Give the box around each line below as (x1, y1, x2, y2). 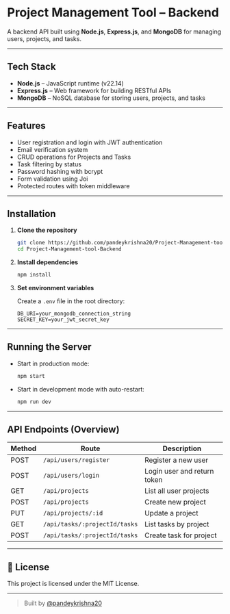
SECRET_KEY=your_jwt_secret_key (16, 316, 110, 323)
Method (10, 444, 37, 453)
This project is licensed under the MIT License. (7, 580, 140, 588)
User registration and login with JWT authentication (16, 138, 163, 146)
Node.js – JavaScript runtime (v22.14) (16, 79, 125, 87)
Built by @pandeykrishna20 (23, 599, 103, 607)
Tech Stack (7, 61, 56, 73)
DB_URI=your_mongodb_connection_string (16, 310, 131, 317)
